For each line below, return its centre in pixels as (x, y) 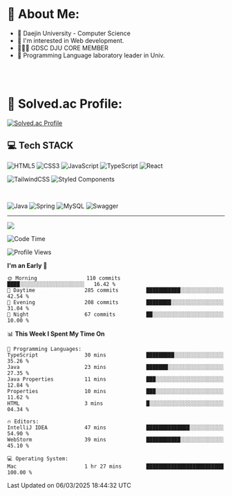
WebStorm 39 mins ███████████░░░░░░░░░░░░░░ (116, 439)
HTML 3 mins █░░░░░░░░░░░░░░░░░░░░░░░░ (116, 403)
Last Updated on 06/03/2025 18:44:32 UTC (69, 485)
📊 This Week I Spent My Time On (56, 334)
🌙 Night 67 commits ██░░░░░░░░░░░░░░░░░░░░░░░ (116, 314)
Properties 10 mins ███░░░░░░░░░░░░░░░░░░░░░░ (116, 391)
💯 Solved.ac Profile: (65, 104)
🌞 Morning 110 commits (64, 278)
